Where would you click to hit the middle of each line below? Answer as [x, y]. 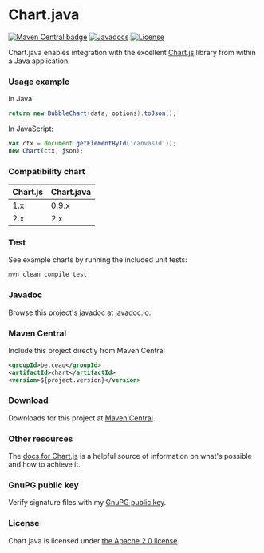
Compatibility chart [47, 171]
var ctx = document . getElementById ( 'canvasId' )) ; [93, 144]
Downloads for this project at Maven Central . [82, 418]
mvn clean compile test [48, 275]
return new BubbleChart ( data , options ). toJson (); [93, 113]
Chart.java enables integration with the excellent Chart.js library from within [132, 52]
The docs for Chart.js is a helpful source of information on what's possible [130, 456]
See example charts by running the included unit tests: [98, 260]
